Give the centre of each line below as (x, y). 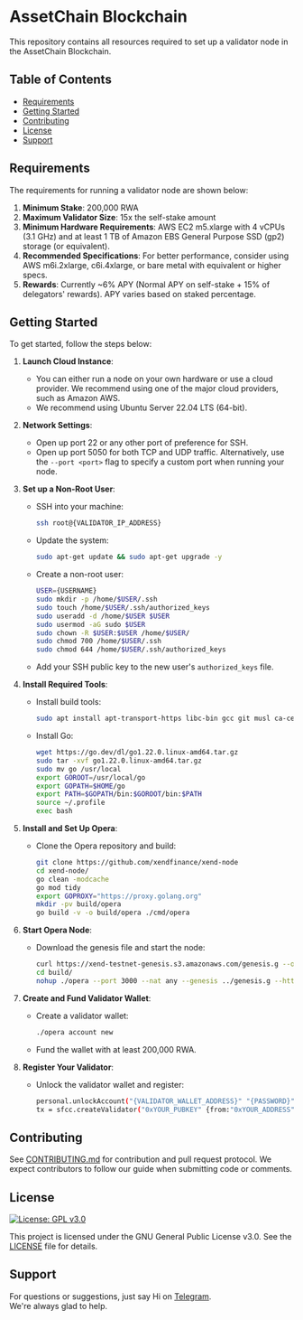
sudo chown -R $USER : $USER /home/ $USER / (113, 633)
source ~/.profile (70, 803)
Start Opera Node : (57, 930)
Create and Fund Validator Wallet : (87, 998)
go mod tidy (58, 887)
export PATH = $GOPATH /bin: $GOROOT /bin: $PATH (119, 794)
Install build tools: (69, 702)
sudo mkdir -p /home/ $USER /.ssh (96, 599)
